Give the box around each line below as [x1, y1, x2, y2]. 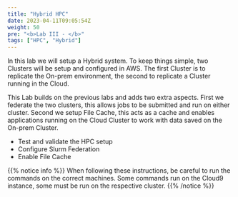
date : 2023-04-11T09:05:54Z [7, 17, 91, 24]
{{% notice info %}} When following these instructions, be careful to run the [7, 166, 231, 175]
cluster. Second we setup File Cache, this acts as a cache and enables [7, 108, 215, 117]
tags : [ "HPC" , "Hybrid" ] [7, 37, 81, 44]
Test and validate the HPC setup [17, 137, 113, 146]
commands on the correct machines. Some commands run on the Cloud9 [7, 174, 224, 183]
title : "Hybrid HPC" [7, 10, 69, 18]
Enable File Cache [17, 153, 71, 161]
